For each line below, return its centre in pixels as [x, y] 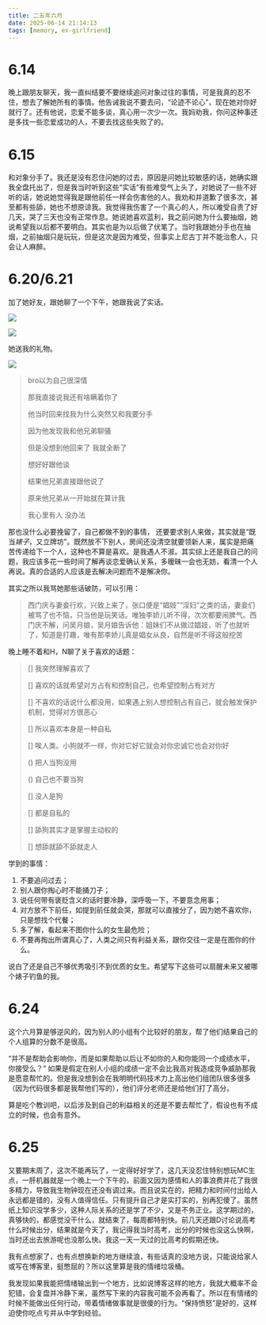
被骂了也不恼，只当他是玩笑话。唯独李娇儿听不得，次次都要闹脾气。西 [142, 615]
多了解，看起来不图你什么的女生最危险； [85, 930]
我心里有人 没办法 [56, 515]
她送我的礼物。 [32, 348]
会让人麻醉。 [29, 247]
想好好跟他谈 [48, 465]
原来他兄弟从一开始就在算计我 [76, 498]
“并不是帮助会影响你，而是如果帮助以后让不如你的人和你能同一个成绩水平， [131, 1059]
